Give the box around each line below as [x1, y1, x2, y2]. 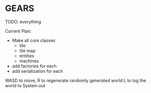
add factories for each [12, 63, 57, 69]
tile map [19, 48, 35, 53]
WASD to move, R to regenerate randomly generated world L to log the [5, 78, 147, 83]
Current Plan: [5, 28, 32, 34]
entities [19, 53, 34, 58]
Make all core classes [12, 37, 56, 43]
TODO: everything [5, 19, 41, 25]
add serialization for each [12, 68, 63, 74]
